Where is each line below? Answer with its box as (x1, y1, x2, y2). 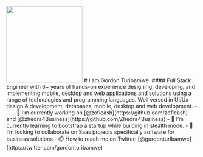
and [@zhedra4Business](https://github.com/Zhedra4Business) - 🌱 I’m (6, 116, 184, 122)
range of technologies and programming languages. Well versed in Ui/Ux (6, 96, 189, 103)
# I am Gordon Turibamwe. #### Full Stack (83, 77, 191, 84)
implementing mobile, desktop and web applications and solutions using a (6, 89, 191, 97)
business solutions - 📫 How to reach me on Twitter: (6, 135, 137, 142)
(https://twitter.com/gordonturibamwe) (6, 144, 103, 151)
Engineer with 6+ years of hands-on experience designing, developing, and (6, 83, 196, 90)
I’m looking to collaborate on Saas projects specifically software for (6, 128, 175, 136)
